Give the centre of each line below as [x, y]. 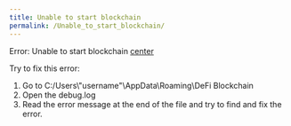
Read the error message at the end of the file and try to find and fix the [152, 104]
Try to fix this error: [44, 68]
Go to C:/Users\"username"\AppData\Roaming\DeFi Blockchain [137, 85]
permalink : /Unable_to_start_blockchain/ [87, 26]
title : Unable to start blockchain [75, 17]
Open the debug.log [59, 95]
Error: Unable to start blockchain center [81, 51]
